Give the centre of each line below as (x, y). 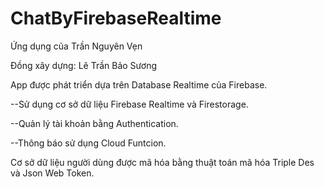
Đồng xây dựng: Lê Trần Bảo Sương (84, 65)
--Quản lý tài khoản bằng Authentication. (94, 123)
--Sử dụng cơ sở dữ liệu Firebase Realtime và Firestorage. (129, 104)
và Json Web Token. (52, 173)
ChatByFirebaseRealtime (116, 18)
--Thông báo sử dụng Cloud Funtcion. (88, 143)
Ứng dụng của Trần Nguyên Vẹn (76, 46)
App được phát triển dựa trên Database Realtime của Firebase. (139, 84)
